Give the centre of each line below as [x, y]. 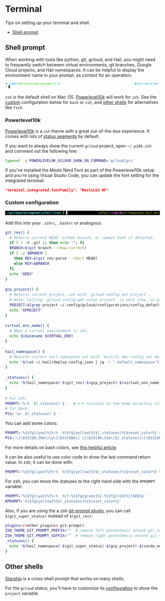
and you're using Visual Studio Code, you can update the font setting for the [82, 175]
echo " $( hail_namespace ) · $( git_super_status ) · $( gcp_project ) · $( [77, 546]
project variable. [22, 593]
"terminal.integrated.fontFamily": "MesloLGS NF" [57, 190]
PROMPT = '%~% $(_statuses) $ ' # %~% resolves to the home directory [79, 403]
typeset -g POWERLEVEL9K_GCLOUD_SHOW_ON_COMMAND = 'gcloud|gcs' [70, 161]
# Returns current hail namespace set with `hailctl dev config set [81, 357]
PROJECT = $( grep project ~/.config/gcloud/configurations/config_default [85, 305]
